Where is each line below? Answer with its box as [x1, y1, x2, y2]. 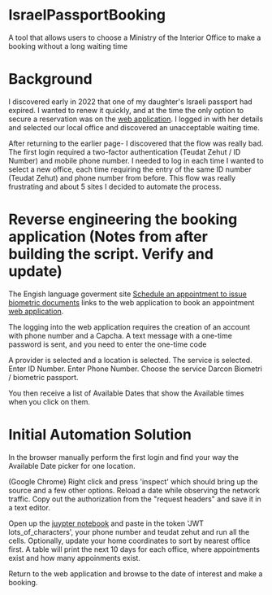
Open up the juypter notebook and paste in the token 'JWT [8, 518, 205, 528]
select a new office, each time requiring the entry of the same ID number [8, 164, 252, 174]
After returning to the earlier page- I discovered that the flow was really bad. [8, 138, 264, 148]
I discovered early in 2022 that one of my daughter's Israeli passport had [8, 96, 253, 107]
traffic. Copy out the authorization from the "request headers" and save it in [8, 494, 261, 504]
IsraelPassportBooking [8, 6, 166, 24]
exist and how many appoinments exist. [8, 553, 140, 562]
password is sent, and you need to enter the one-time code [8, 339, 207, 349]
